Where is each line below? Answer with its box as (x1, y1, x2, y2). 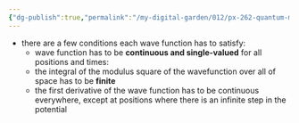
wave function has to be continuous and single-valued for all (34, 46, 262, 58)
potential (34, 103, 68, 114)
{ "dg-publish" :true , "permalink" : (8, 12, 133, 22)
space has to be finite (34, 75, 116, 86)
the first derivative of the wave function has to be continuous (34, 85, 260, 95)
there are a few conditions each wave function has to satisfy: (21, 37, 246, 48)
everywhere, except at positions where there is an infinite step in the (34, 94, 287, 105)
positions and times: (34, 56, 109, 67)
